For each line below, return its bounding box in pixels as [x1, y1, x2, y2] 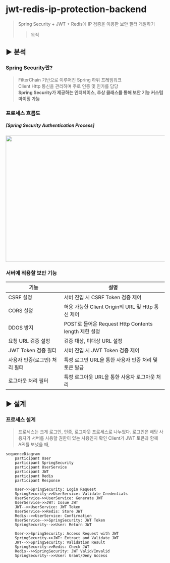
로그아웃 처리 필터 [8, 377, 48, 384]
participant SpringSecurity [15, 460, 74, 465]
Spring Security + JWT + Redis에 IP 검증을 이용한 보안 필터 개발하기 [18, 21, 155, 27]
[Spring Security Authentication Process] [6, 122, 95, 128]
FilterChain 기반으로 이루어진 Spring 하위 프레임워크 [18, 77, 122, 83]
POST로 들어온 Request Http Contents [64, 320, 153, 327]
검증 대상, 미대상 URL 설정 [64, 337, 123, 344]
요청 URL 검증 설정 [8, 337, 50, 344]
